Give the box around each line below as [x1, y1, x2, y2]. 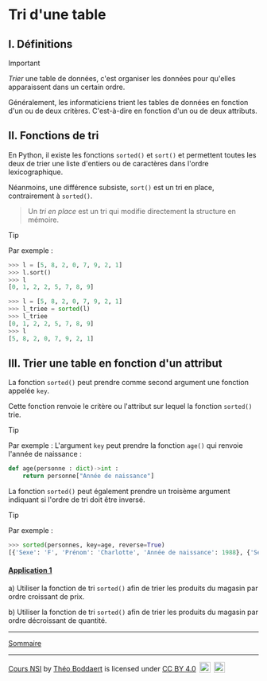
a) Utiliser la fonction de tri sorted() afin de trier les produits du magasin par [8, 583, 258, 593]
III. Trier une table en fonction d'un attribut [8, 356, 222, 370]
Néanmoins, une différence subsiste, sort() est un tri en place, [8, 182, 215, 192]
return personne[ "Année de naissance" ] [22, 472, 155, 481]
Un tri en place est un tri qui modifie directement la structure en [27, 206, 237, 216]
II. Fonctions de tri [8, 129, 99, 142]
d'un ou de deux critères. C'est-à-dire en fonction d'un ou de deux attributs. [8, 106, 258, 115]
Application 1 [8, 566, 52, 575]
